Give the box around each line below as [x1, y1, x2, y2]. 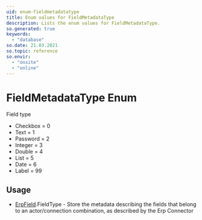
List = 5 [14, 154, 34, 162]
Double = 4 [14, 148, 43, 156]
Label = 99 [14, 167, 42, 175]
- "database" [11, 37, 45, 43]
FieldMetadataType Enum [6, 91, 137, 104]
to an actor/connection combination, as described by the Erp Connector [14, 207, 194, 215]
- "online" [11, 64, 39, 71]
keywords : [6, 31, 31, 37]
